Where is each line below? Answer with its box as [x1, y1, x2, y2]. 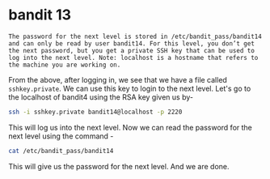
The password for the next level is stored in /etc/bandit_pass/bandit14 [8, 32, 263, 40]
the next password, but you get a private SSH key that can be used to [8, 46, 255, 54]
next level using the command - [8, 131, 114, 141]
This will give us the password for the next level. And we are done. [8, 161, 230, 171]
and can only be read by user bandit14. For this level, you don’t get [8, 39, 255, 48]
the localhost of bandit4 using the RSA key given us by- [8, 92, 194, 102]
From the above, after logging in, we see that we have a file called [8, 75, 228, 84]
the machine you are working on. [8, 61, 121, 69]
